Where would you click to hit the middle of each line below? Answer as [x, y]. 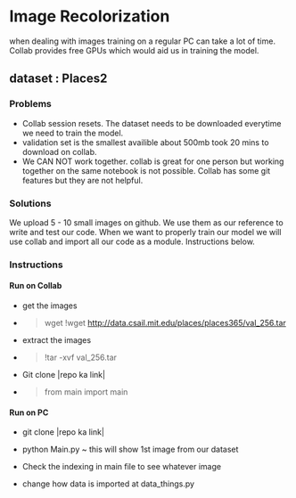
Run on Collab [36, 286]
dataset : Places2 [58, 79]
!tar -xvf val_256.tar [81, 357]
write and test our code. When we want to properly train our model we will [145, 232]
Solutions [30, 203]
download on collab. [59, 151]
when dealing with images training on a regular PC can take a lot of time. [143, 41]
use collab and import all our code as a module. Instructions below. [132, 241]
